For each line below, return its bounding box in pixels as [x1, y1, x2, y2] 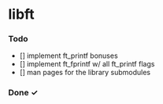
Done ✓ [8, 88, 39, 99]
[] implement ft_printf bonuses [19, 51, 118, 60]
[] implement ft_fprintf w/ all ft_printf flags [19, 59, 155, 69]
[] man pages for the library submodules [19, 68, 151, 77]
